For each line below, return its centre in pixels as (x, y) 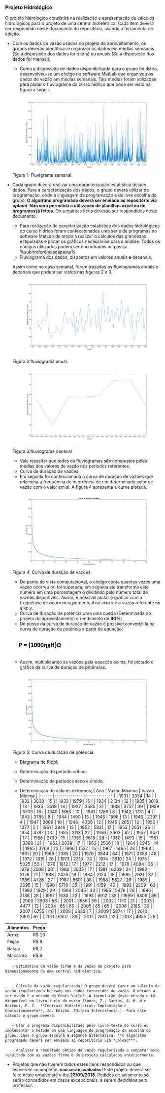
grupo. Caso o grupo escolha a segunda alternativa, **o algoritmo (76, 1036)
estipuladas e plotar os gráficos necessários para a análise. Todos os (90, 241)
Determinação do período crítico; (53, 772)
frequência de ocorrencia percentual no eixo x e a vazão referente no (90, 603)
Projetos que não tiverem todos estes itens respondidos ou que (77, 1064)
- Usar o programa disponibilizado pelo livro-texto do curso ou (80, 1026)
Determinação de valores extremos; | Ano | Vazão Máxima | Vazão (87, 791)
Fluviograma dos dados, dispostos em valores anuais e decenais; (86, 257)
